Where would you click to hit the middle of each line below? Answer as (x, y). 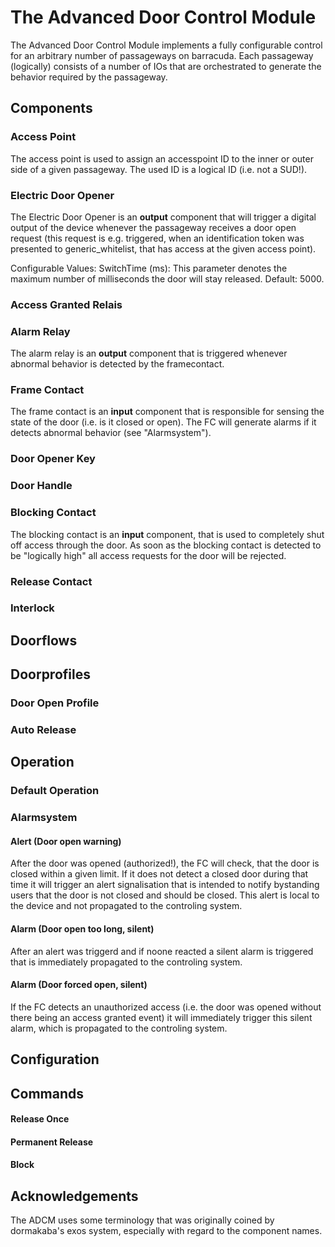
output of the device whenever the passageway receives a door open (153, 227)
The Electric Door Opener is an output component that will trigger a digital (163, 217)
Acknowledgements (74, 1196)
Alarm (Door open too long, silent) (82, 929)
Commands (47, 1093)
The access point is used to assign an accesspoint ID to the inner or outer (162, 158)
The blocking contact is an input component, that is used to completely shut (167, 534)
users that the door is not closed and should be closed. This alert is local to (165, 895)
